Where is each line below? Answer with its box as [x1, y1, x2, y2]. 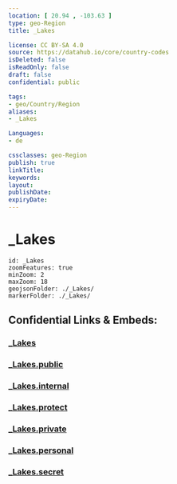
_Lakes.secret [8, 466, 65, 477]
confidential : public [8, 78, 81, 86]
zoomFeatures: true [8, 263, 73, 272]
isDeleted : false [8, 56, 66, 64]
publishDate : [8, 189, 52, 197]
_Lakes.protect [8, 402, 68, 413]
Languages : [8, 130, 45, 138]
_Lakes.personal [8, 445, 74, 456]
